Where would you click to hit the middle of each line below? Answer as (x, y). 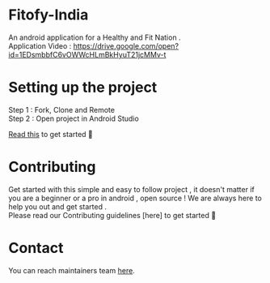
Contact (36, 248)
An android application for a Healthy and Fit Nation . (95, 37)
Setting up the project (83, 88)
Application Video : (40, 45)
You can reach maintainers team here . (72, 270)
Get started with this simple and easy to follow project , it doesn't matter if (131, 189)
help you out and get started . (58, 206)
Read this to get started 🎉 (51, 134)
